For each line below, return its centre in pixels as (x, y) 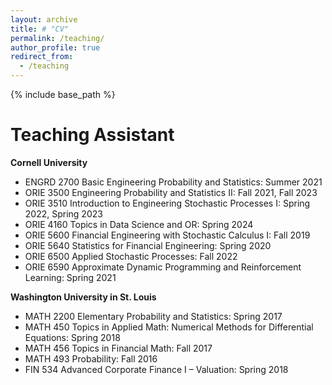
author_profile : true (55, 47)
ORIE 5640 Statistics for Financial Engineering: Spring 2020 (148, 245)
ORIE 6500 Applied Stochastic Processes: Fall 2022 (131, 256)
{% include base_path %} (63, 94)
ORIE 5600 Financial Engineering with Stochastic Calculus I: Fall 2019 (167, 235)
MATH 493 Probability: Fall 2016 (91, 358)
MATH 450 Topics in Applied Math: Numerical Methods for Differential (169, 327)
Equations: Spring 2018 (72, 337)
